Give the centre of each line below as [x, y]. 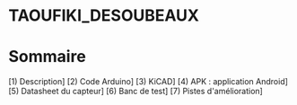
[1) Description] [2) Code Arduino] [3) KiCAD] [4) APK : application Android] [148, 82]
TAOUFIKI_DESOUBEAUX [104, 16]
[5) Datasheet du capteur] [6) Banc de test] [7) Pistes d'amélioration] [136, 92]
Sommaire [47, 57]
